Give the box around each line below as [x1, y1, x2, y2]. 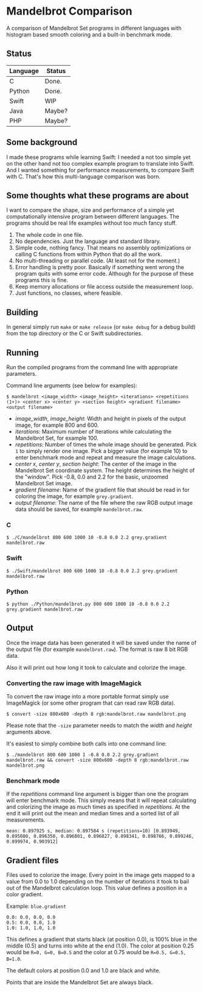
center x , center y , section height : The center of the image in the [15, 460, 177, 467]
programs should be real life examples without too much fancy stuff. [6, 219, 177, 227]
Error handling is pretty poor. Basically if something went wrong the [15, 264, 184, 271]
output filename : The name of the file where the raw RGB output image [15, 499, 193, 506]
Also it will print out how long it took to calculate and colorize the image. [6, 664, 187, 671]
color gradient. [6, 891, 44, 898]
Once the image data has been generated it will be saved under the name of [6, 639, 197, 646]
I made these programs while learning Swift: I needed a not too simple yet [6, 153, 191, 161]
